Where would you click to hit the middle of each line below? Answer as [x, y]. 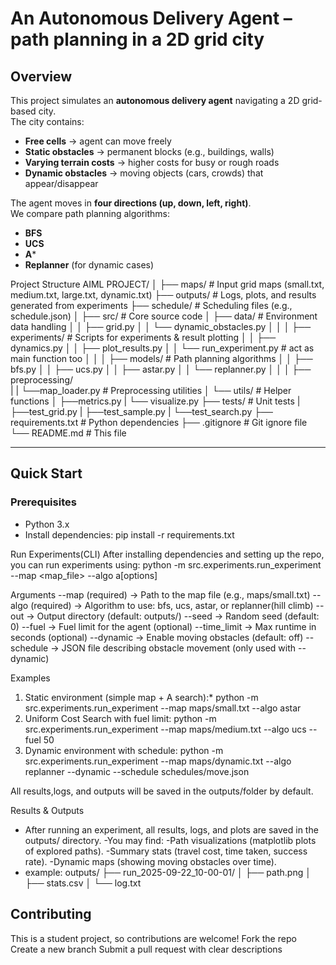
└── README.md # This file [68, 433]
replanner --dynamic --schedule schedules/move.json [137, 771]
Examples [30, 678]
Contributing [51, 914]
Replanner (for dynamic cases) [89, 265]
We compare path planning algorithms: [90, 213]
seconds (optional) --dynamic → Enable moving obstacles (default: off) [157, 637]
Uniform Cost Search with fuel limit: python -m [120, 718]
